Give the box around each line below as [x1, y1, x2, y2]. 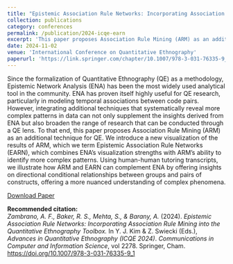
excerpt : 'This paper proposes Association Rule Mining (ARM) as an [7, 36, 209, 43]
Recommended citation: [7, 204, 78, 213]
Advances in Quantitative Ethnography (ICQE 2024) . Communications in [7, 234, 214, 242]
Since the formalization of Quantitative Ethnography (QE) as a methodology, [7, 74, 224, 83]
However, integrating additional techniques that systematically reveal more [7, 104, 221, 112]
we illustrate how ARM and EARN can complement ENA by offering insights [7, 163, 222, 171]
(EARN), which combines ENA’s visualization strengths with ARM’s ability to [7, 148, 222, 156]
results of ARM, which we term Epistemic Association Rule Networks [7, 140, 203, 149]
